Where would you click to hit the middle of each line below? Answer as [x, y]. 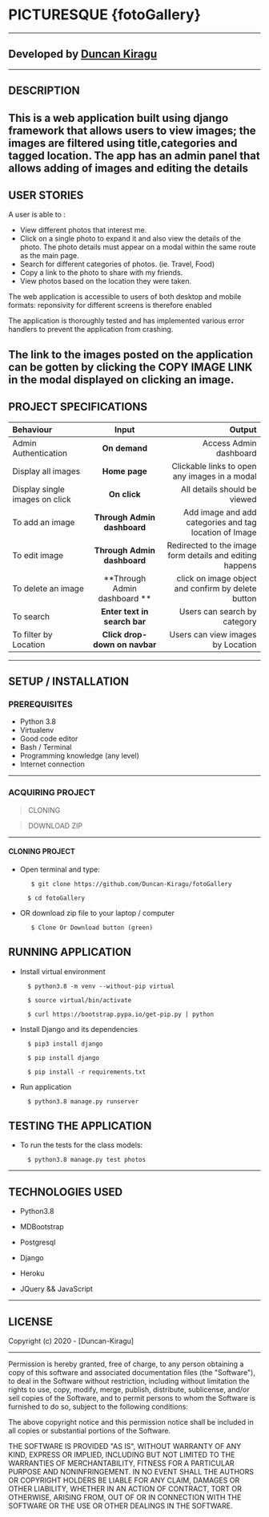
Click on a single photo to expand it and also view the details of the [130, 239]
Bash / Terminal [46, 747]
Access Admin [229, 443]
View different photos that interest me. [83, 230]
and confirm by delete [215, 589]
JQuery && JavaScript [56, 1289]
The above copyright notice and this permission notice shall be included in [131, 1422]
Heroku [32, 1273]
